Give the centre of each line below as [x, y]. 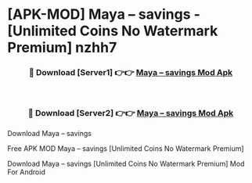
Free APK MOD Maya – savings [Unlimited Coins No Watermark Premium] [126, 148]
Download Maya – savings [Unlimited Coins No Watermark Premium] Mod [126, 163]
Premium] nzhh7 [62, 48]
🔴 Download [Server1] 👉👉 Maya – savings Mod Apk [131, 73]
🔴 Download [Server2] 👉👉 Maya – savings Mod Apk [131, 113]
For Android [27, 172]
